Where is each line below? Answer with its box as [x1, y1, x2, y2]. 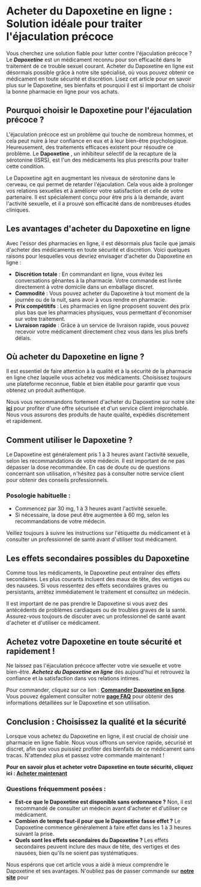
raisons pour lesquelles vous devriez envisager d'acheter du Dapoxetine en [6, 252, 193, 260]
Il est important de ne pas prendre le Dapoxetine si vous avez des [6, 600, 168, 608]
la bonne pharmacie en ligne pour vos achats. [6, 88, 119, 95]
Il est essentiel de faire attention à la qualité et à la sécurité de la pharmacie [6, 368, 193, 375]
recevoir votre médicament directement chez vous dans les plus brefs [14, 328, 188, 335]
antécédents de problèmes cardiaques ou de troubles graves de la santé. [6, 606, 187, 614]
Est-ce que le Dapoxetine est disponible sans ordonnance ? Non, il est [14, 798, 193, 806]
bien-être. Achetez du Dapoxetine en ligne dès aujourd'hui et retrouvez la [6, 668, 190, 675]
